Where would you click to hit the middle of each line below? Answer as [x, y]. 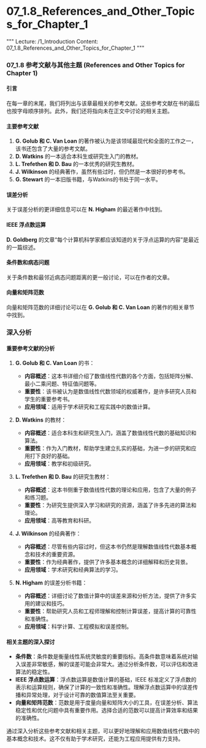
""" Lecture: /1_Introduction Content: [52, 41]
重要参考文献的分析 [31, 348]
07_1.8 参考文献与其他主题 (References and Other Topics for [96, 65]
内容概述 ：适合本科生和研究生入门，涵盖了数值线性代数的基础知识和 [110, 433]
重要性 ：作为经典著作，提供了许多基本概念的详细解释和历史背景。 [108, 562]
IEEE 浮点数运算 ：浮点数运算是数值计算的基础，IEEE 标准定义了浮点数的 [106, 680]
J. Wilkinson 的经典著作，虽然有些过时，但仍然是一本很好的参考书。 [102, 172]
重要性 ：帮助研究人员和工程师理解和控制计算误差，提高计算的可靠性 [110, 611]
